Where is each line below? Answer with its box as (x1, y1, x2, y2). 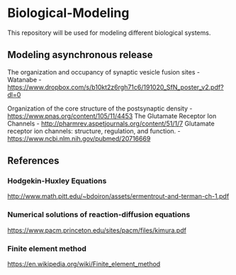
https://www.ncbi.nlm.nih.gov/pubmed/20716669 (7, 134, 151, 142)
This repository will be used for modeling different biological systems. (7, 28, 211, 37)
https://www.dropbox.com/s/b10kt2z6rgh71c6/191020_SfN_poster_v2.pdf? (7, 83, 225, 91)
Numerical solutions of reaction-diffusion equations (7, 210, 191, 220)
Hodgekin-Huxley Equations (7, 176, 107, 186)
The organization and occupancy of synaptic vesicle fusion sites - (7, 67, 201, 76)
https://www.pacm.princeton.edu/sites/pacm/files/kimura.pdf (7, 225, 186, 235)
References (7, 155, 60, 167)
